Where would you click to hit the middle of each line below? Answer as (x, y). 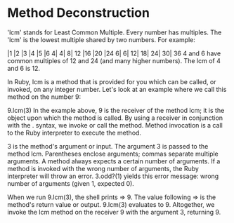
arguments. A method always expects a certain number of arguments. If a (114, 161)
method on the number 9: (44, 97)
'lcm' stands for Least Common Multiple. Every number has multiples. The (115, 32)
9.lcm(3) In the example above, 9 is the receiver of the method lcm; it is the (116, 110)
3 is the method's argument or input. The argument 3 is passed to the (108, 146)
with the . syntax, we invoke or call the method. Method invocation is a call (115, 125)
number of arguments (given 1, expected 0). (71, 183)
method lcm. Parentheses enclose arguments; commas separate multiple (113, 154)
